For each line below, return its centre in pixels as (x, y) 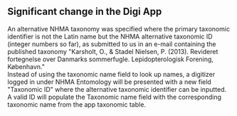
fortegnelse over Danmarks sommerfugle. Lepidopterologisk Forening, (110, 59)
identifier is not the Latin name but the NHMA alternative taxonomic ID (110, 36)
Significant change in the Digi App (85, 12)
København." (26, 66)
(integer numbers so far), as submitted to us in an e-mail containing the (112, 44)
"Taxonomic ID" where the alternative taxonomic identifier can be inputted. (117, 89)
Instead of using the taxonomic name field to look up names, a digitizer (111, 74)
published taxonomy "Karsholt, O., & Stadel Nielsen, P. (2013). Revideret (113, 51)
